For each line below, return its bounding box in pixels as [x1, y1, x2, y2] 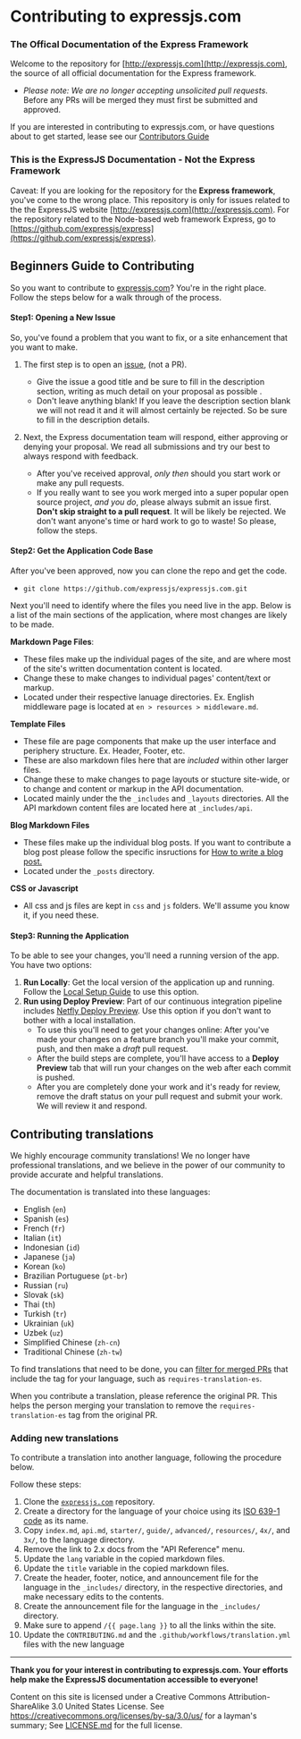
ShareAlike [10, 1701, 50, 1712]
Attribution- [228, 1692, 271, 1702]
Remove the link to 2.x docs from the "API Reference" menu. [22, 1544, 245, 1555]
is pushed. [36, 1072, 75, 1083]
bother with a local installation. [22, 1015, 137, 1026]
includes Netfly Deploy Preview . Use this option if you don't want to [22, 1005, 272, 1016]
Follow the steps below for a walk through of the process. [10, 292, 222, 302]
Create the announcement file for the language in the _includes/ [22, 1601, 261, 1612]
